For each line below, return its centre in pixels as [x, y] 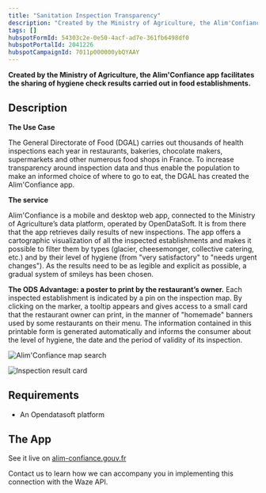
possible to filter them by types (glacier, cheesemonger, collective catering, [131, 248]
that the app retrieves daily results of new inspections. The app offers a [125, 232]
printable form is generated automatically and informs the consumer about [130, 331]
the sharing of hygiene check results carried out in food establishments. [129, 83]
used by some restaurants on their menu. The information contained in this [130, 323]
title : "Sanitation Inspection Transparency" [84, 15]
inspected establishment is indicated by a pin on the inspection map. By [125, 298]
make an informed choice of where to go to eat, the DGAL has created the [129, 176]
